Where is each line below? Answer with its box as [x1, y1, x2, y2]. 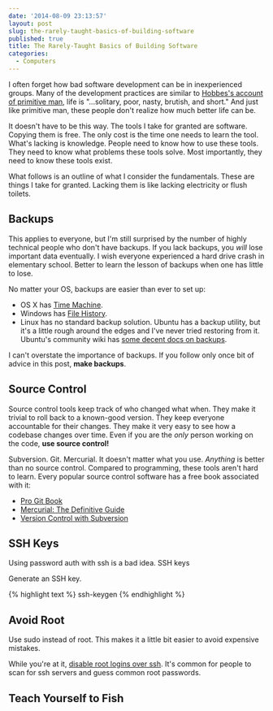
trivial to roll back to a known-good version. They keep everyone [8, 412, 225, 423]
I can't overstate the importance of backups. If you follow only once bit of [8, 350, 254, 360]
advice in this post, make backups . [8, 358, 127, 368]
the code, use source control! [8, 438, 110, 448]
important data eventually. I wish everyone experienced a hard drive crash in [8, 251, 265, 261]
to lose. [8, 268, 34, 278]
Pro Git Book [19, 496, 63, 505]
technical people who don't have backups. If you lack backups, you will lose [8, 242, 263, 252]
